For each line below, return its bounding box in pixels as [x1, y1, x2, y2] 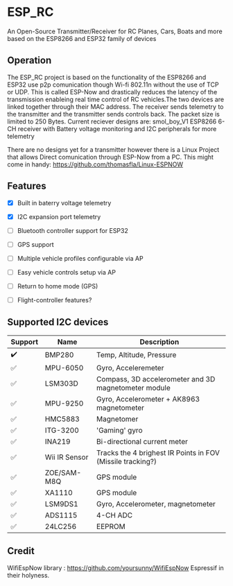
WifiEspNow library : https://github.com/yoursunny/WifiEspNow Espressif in [7, 563, 224, 572]
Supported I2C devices [7, 316, 109, 328]
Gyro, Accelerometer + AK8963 [96, 394, 200, 404]
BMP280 [44, 350, 74, 360]
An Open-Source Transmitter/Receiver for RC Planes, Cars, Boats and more [7, 27, 223, 35]
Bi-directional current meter [96, 436, 189, 446]
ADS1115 [44, 510, 78, 520]
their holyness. [7, 571, 50, 579]
